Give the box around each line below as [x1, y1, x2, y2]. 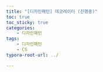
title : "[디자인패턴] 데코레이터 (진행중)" [6, 8, 98, 15]
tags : [6, 36, 19, 42]
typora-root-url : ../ [6, 52, 59, 58]
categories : [6, 25, 35, 31]
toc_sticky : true [6, 19, 49, 25]
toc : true [6, 14, 30, 20]
